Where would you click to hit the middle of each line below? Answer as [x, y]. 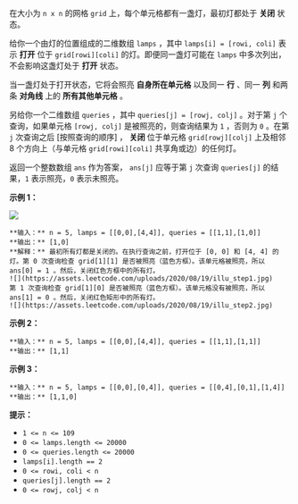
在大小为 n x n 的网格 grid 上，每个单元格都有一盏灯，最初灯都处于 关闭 [142, 13]
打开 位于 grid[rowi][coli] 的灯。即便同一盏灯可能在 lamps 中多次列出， [153, 55]
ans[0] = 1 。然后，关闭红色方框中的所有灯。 [84, 271]
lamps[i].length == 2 [62, 462]
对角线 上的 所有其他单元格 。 [73, 96]
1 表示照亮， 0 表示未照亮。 [74, 178]
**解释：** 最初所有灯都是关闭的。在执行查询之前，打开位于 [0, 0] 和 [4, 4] [139, 252]
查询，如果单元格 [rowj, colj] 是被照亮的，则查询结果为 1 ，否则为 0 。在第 [149, 126]
